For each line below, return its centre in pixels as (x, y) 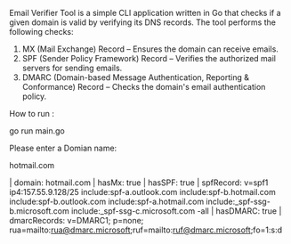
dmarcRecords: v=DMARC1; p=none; (77, 220)
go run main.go (37, 131)
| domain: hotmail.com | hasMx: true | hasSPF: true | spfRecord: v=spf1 (139, 183)
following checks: (41, 32)
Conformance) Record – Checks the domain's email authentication (144, 87)
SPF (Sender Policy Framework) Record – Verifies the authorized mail (149, 58)
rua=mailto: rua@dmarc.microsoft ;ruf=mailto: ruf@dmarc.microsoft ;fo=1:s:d (146, 230)
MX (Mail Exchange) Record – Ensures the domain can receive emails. (150, 49)
